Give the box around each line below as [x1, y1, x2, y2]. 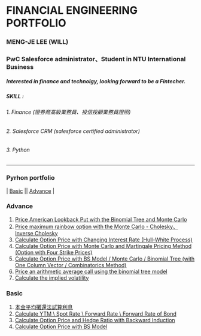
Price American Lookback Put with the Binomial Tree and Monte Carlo [14, 216, 187, 223]
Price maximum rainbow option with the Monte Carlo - [14, 223, 149, 230]
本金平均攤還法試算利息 [14, 304, 73, 311]
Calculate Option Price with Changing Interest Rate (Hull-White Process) [14, 236, 193, 243]
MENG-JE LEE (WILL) [6, 38, 69, 46]
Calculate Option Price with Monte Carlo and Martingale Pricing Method [14, 242, 192, 249]
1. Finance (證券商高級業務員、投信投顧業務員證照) [6, 108, 131, 116]
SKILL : [6, 93, 24, 99]
